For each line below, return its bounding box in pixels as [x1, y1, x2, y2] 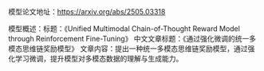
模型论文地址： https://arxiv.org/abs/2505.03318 [8, 7, 166, 16]
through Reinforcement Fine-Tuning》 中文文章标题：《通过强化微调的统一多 [8, 34, 257, 43]
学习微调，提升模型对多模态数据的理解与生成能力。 [14, 54, 183, 63]
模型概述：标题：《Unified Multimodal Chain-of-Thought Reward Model [8, 24, 241, 34]
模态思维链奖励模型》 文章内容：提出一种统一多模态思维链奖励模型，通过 [8, 44, 248, 53]
